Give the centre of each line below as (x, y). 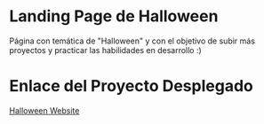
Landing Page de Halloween (114, 16)
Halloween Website (44, 110)
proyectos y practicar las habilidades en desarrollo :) (105, 50)
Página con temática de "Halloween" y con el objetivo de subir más (132, 41)
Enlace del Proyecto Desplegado (131, 86)
